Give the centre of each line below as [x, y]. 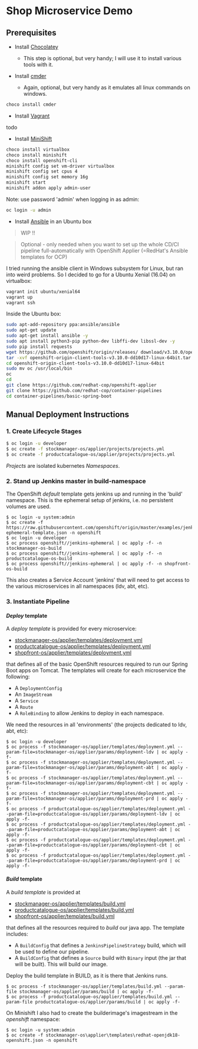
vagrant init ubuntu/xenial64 [43, 291]
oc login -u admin [29, 210]
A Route [24, 707]
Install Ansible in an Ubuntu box [53, 221]
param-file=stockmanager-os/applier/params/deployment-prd [80, 799]
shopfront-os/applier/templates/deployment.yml [73, 653]
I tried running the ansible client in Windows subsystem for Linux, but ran [95, 268]
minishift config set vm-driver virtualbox [60, 166]
